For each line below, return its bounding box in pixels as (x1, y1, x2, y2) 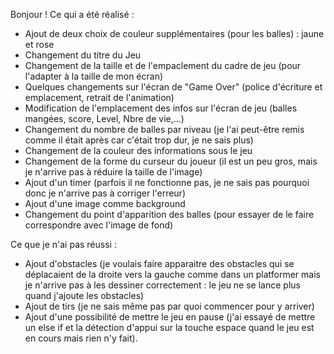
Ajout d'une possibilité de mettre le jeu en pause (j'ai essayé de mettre (24, 311, 316, 323)
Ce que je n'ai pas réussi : (10, 239, 117, 250)
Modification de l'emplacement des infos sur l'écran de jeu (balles (24, 102, 298, 114)
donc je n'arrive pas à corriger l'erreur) (24, 187, 186, 199)
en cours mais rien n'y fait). (24, 332, 138, 344)
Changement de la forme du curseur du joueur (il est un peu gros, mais (24, 155, 318, 167)
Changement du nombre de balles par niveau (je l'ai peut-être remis (24, 124, 305, 135)
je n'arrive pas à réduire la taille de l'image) (24, 166, 203, 178)
